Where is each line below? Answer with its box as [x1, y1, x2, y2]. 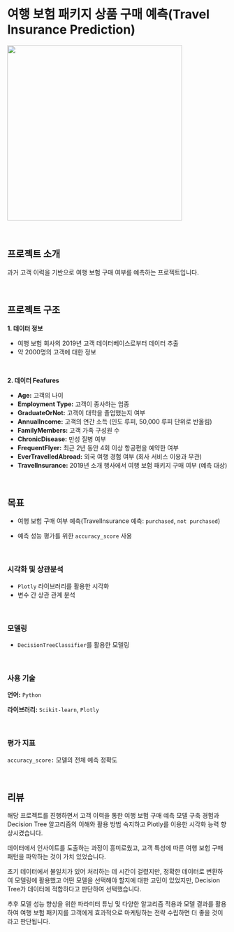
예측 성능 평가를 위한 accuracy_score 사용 [17, 531, 133, 540]
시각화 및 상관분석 [7, 564, 64, 574]
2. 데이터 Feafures [7, 376, 59, 384]
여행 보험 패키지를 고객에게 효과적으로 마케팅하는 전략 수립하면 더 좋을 [20, 908, 211, 917]
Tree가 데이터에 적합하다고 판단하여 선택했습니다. [7, 885, 142, 893]
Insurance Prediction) [7, 22, 136, 38]
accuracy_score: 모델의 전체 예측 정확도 [7, 756, 117, 764]
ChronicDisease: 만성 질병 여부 [17, 435, 106, 443]
